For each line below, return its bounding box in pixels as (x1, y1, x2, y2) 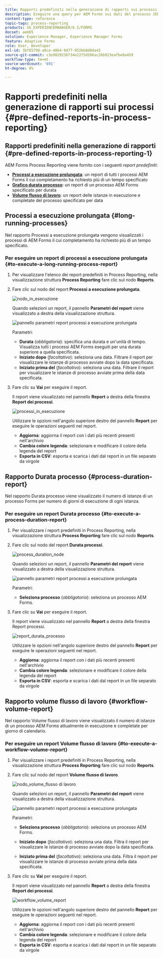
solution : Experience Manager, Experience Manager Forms (5, 35, 123, 39)
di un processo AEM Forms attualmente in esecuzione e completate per (5, 723, 148, 729)
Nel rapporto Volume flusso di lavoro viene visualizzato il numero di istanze (5, 718, 155, 724)
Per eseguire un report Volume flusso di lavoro (5, 740, 117, 747)
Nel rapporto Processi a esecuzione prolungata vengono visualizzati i (5, 232, 144, 238)
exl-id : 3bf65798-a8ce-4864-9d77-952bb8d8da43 (5, 48, 101, 53)
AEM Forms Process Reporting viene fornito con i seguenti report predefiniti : (5, 162, 158, 168)
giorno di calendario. (5, 728, 47, 734)
